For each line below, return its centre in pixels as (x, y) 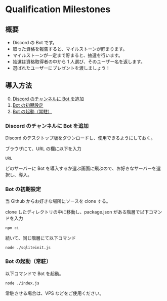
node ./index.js (22, 283)
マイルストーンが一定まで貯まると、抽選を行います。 (68, 55)
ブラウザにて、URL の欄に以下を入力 (44, 149)
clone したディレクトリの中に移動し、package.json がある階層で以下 (77, 212)
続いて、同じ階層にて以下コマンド (40, 238)
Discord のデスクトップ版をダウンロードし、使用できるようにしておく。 (80, 138)
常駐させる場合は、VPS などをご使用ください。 (55, 293)
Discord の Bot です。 (35, 42)
